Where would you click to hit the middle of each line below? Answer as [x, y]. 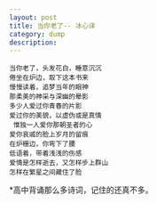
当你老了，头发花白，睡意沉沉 [55, 69]
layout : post [33, 17]
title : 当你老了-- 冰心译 [52, 26]
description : [33, 42]
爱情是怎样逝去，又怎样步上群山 [59, 163]
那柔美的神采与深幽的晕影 [49, 97]
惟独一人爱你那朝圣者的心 [53, 126]
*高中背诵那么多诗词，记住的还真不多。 [81, 190]
